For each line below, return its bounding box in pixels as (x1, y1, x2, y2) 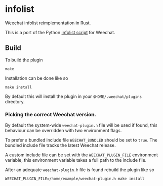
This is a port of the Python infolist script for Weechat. (5, 29, 115, 35)
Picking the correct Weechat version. (5, 111, 96, 118)
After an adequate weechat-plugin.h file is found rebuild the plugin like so (5, 167, 155, 173)
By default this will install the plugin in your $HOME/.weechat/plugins (5, 93, 142, 99)
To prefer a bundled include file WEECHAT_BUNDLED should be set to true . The (5, 137, 158, 143)
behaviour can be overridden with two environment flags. (5, 128, 122, 134)
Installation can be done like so (5, 75, 68, 81)
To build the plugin (5, 57, 43, 63)
